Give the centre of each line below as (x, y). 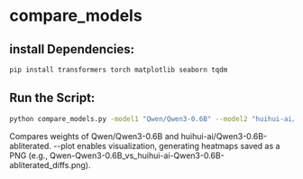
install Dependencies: (72, 49)
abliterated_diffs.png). (50, 165)
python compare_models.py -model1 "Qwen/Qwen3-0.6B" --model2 (129, 118)
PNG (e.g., (28, 155)
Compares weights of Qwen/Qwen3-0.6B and (94, 136)
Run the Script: (52, 98)
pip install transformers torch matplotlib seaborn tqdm (119, 70)
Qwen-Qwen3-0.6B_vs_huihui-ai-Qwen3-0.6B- (137, 155)
